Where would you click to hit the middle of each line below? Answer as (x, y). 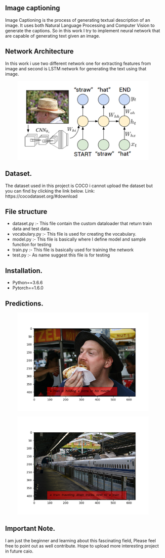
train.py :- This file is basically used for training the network (73, 250)
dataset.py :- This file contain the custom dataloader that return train (82, 224)
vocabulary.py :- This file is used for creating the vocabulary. (74, 234)
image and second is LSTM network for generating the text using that (76, 68)
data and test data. (31, 229)
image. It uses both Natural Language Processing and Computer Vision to (80, 25)
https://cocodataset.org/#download (41, 196)
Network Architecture (40, 51)
